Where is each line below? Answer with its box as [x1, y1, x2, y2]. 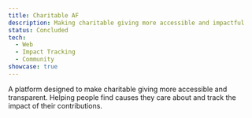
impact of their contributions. [8, 101, 102, 110]
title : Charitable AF [8, 11, 80, 20]
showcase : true [8, 63, 58, 71]
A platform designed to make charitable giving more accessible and [8, 84, 228, 94]
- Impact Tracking [15, 48, 76, 56]
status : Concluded [8, 26, 69, 34]
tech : [8, 33, 26, 42]
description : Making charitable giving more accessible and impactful [8, 19, 245, 27]
